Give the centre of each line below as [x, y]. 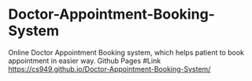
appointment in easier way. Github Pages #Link [85, 61]
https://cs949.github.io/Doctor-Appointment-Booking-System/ [109, 69]
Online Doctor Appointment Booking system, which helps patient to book [126, 52]
